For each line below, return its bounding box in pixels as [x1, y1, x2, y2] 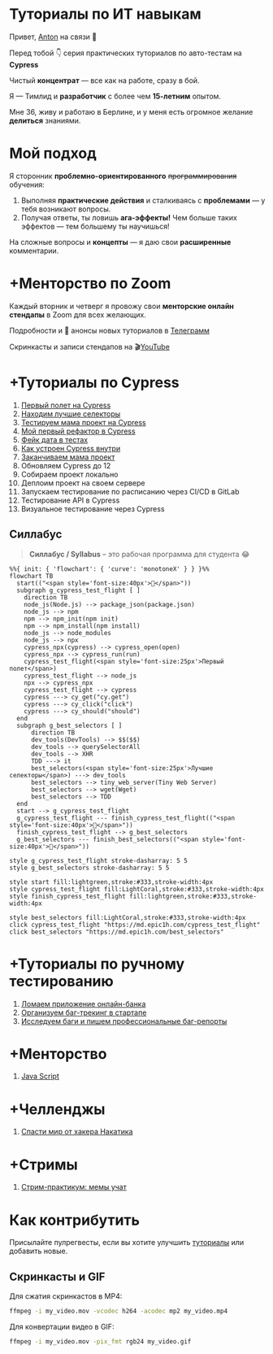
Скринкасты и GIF [9, 1269, 106, 1283]
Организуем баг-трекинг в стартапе [20, 1008, 147, 1017]
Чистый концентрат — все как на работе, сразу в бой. [9, 75, 200, 85]
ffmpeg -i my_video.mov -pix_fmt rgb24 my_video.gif [9, 1337, 192, 1346]
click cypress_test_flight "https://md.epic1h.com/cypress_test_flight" [9, 921, 261, 929]
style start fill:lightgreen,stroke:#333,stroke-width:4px [9, 877, 214, 886]
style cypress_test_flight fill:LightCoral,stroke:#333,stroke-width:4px [9, 885, 265, 893]
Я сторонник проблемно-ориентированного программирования [9, 171, 237, 181]
